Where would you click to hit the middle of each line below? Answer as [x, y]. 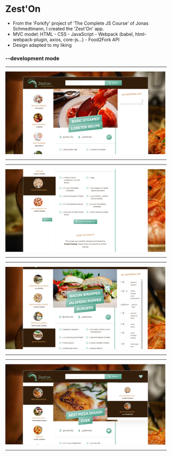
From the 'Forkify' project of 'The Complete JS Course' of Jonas [81, 23]
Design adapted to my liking [42, 45]
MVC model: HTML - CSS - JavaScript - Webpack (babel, [73, 34]
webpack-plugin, [30, 40]
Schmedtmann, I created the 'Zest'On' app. [58, 28]
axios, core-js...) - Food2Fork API [84, 40]
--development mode [33, 58]
